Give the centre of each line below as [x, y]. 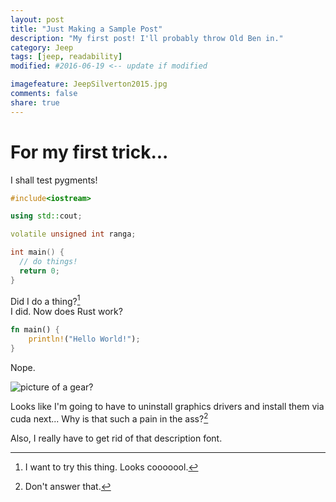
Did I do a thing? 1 [45, 300]
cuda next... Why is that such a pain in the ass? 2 [109, 418]
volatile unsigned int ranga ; [73, 234]
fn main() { [35, 330]
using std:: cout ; [46, 216]
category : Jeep [42, 47]
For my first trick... [89, 152]
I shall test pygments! [54, 180]
